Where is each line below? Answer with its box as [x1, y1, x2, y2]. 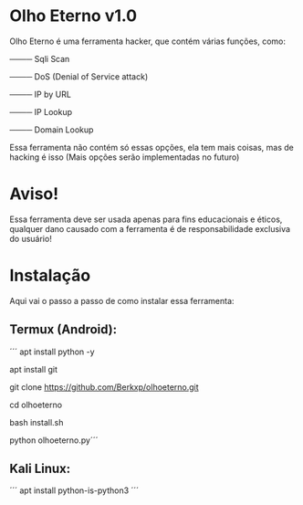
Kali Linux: [9, 461, 71, 477]
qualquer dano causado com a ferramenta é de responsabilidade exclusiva [9, 223, 290, 234]
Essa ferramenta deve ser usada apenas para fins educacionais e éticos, [9, 214, 283, 225]
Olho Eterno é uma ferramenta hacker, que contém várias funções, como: [9, 36, 286, 47]
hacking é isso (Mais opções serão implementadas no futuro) [9, 152, 240, 163]
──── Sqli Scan [9, 53, 70, 64]
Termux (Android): [9, 321, 118, 338]
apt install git [9, 363, 57, 374]
